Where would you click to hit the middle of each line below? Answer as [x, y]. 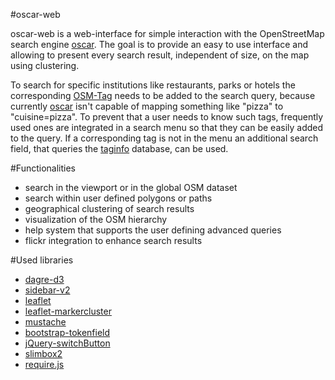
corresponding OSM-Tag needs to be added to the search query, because [163, 95]
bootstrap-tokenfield [67, 332]
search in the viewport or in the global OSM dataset [131, 187]
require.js [44, 364]
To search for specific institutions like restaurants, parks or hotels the [153, 85]
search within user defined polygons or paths [118, 198]
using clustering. [45, 65]
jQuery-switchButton [67, 343]
